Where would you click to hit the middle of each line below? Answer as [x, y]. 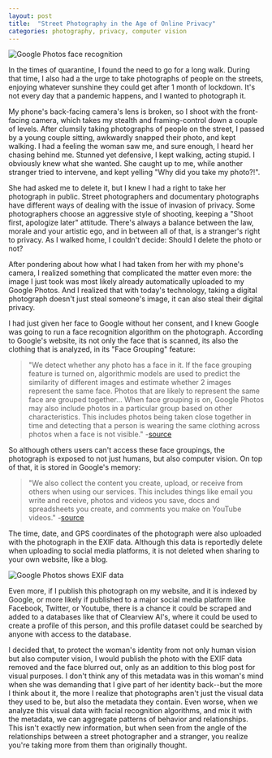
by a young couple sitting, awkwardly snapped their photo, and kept [122, 138]
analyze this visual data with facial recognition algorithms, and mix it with [130, 711]
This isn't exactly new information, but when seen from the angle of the [128, 728]
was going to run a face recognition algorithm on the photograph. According [136, 332]
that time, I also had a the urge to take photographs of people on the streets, [136, 79]
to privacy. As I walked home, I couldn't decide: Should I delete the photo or [135, 240]
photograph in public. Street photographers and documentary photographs [134, 197]
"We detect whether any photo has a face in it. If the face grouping [140, 365]
